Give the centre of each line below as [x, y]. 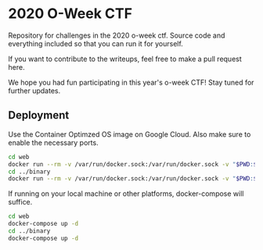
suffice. [20, 202]
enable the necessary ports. [54, 143]
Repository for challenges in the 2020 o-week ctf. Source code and [117, 35]
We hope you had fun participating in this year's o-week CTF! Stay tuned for [131, 82]
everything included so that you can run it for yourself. [96, 43]
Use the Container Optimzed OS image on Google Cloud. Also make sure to [130, 134]
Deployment [39, 116]
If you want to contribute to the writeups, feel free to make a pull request [125, 59]
